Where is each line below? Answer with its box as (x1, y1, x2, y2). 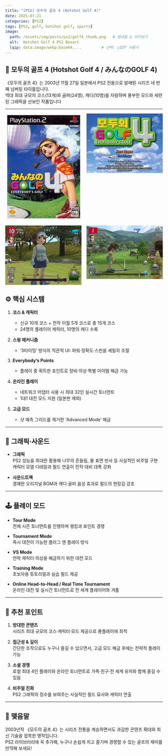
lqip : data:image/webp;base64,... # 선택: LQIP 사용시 (9, 45, 139, 50)
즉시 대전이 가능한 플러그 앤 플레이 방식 (12, 539, 89, 545)
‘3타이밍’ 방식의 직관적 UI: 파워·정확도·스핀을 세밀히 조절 (19, 347, 129, 353)
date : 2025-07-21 (5, 13, 41, 19)
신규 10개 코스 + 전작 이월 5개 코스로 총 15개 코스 (19, 320, 116, 326)
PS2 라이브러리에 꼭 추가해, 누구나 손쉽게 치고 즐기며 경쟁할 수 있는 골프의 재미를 (5, 738, 162, 745)
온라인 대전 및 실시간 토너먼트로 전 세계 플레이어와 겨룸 (12, 587, 119, 593)
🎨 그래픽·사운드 (5, 437, 50, 446)
